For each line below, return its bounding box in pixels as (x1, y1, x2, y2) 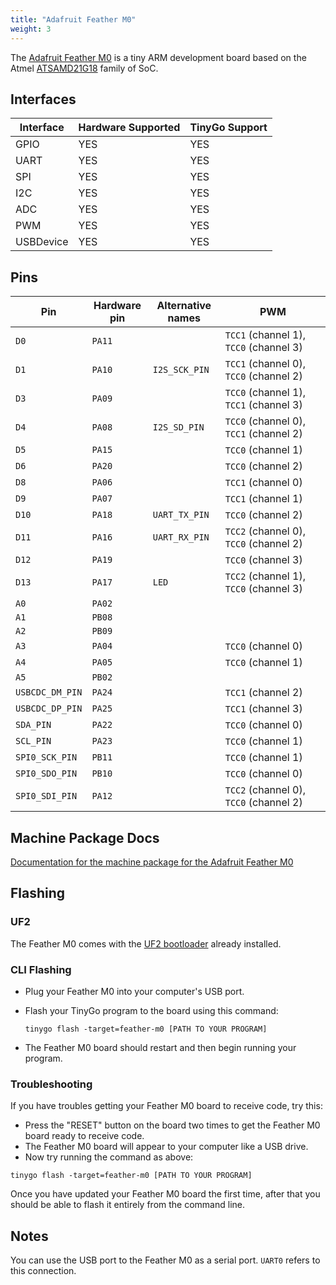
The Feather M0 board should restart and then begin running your (24, 1041, 297, 1053)
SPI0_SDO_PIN (15, 768, 78, 780)
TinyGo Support (189, 121, 268, 135)
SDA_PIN (15, 719, 52, 731)
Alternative (156, 299, 212, 313)
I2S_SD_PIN (152, 422, 205, 433)
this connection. (10, 1265, 77, 1277)
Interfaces (10, 91, 77, 108)
